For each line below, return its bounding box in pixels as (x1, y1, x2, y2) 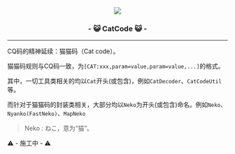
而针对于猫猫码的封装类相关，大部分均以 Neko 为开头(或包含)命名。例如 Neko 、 (7, 101, 227, 109)
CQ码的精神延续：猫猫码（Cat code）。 (7, 47, 120, 55)
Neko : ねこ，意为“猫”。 (24, 124, 93, 132)
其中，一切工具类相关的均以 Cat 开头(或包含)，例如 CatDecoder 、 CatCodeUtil (7, 77, 222, 85)
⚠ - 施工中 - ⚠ (7, 139, 51, 148)
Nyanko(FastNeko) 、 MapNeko (7, 109, 86, 118)
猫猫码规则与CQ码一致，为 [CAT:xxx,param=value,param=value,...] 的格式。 (7, 62, 225, 71)
